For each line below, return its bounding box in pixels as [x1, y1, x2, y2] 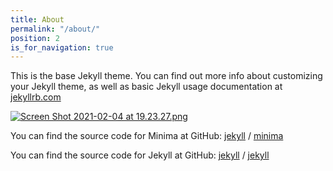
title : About [10, 14, 65, 25]
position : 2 [10, 33, 60, 43]
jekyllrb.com [10, 91, 62, 103]
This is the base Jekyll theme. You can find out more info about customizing [10, 70, 323, 82]
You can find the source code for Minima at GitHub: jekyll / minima [10, 130, 284, 142]
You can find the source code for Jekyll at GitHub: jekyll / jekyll [10, 149, 270, 161]
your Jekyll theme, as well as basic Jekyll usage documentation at [10, 81, 283, 93]
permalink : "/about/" [10, 24, 101, 34]
